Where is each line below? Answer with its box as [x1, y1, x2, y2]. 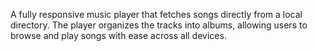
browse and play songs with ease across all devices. [10, 30, 227, 41]
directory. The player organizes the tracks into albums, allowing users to [10, 19, 308, 31]
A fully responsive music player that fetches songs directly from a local [10, 9, 303, 20]
